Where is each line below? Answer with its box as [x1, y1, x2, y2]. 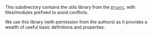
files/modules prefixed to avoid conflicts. [5, 9, 89, 15]
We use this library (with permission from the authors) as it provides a [5, 19, 148, 25]
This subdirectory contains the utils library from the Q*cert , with [5, 4, 135, 10]
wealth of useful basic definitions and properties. [5, 24, 105, 30]
